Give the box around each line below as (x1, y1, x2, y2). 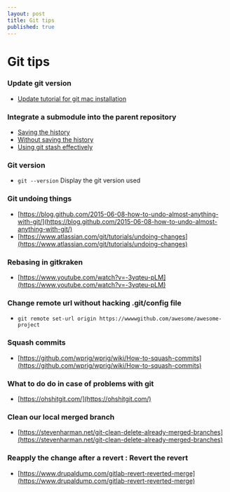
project (17, 321, 40, 328)
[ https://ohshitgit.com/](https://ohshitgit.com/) (17, 394, 152, 403)
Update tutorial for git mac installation (17, 94, 127, 102)
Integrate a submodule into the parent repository (7, 112, 177, 121)
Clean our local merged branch (7, 412, 115, 422)
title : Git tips (7, 17, 55, 24)
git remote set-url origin (17, 315, 97, 323)
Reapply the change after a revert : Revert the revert (7, 453, 189, 463)
